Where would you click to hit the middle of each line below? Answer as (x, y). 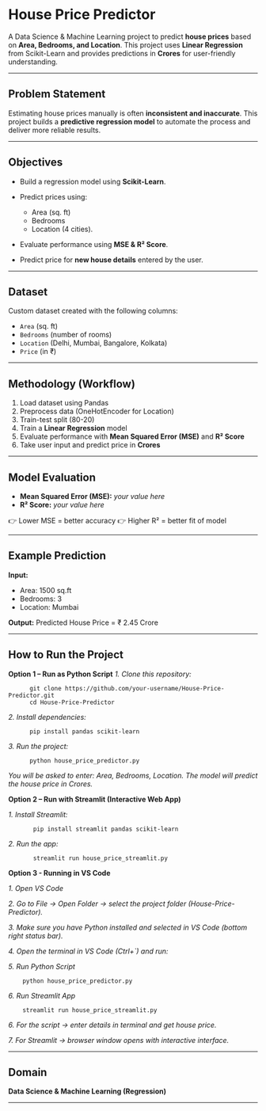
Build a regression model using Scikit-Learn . (93, 181)
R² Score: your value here (62, 505)
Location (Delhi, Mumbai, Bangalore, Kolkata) (93, 343)
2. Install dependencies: (47, 717)
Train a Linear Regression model (74, 428)
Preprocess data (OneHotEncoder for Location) (97, 411)
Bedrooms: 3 (40, 599)
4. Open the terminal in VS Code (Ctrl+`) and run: (88, 951)
